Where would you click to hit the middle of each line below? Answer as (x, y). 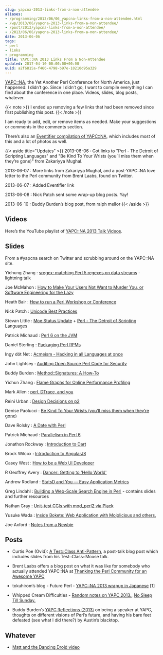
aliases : (14, 14)
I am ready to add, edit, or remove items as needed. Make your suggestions (81, 122)
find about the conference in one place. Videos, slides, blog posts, (72, 92)
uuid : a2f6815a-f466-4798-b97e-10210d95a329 (51, 69)
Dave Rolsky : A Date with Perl (35, 425)
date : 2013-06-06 (23, 37)
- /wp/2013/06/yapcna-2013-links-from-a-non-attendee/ (62, 23)
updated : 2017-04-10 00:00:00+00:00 (42, 64)
